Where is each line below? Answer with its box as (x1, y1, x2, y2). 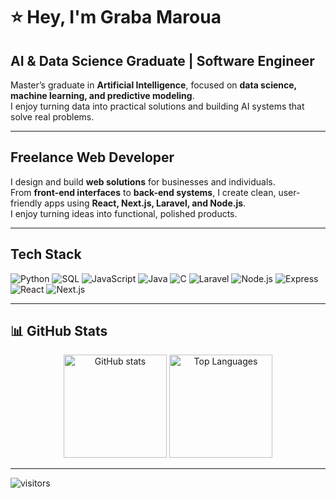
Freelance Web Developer (10, 149, 175, 166)
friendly (10, 197, 43, 209)
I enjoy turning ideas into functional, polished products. (10, 207, 238, 219)
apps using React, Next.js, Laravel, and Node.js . (44, 197, 247, 209)
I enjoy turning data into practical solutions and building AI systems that (10, 100, 305, 112)
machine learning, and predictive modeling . (10, 90, 195, 101)
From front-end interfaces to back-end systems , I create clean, (10, 186, 277, 198)
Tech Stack (10, 246, 82, 263)
